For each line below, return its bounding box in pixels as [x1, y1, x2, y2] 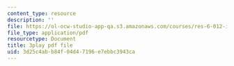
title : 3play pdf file [7, 42, 73, 49]
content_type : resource [7, 10, 77, 17]
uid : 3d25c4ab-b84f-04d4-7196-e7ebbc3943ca [7, 49, 136, 56]
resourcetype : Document [7, 36, 77, 43]
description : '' [7, 16, 54, 23]
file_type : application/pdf [7, 29, 89, 36]
